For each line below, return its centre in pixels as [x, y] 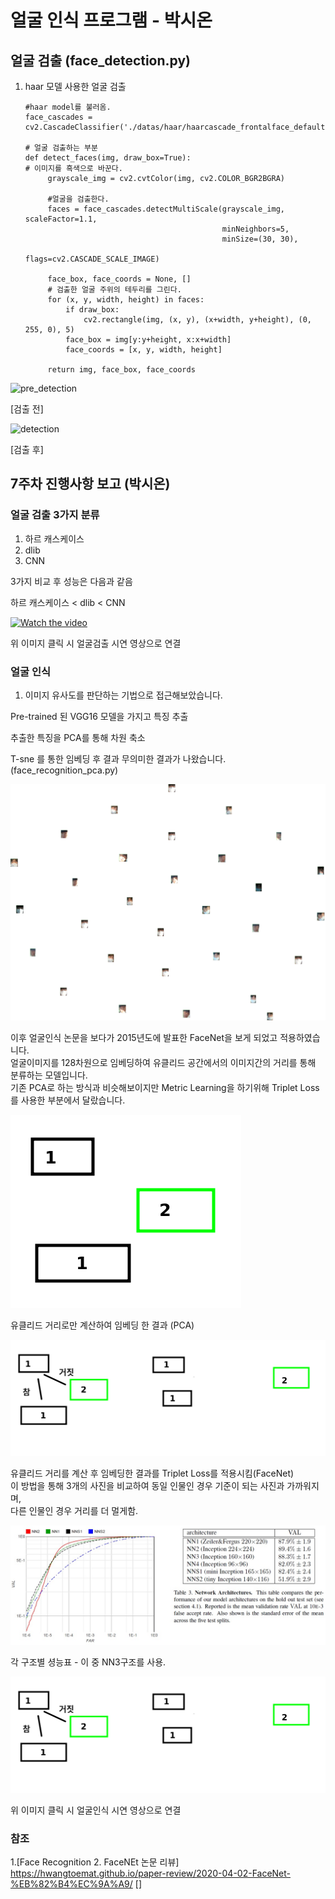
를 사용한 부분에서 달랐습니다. [68, 1100]
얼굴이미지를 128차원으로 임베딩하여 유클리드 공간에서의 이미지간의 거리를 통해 [163, 1062]
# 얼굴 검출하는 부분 [61, 148]
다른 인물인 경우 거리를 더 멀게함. [74, 1510]
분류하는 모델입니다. [49, 1075]
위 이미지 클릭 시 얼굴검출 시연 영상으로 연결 [96, 643]
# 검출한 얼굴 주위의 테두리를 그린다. [114, 290]
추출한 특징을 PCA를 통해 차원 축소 [78, 737]
